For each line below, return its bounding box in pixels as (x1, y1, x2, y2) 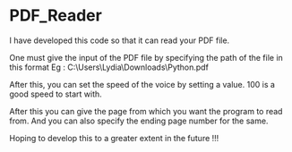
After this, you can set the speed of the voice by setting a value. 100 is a (9, 79, 276, 89)
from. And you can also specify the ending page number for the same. (9, 115, 269, 126)
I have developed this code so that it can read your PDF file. (9, 35, 230, 46)
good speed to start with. (9, 89, 103, 99)
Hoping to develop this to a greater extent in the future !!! (9, 132, 219, 143)
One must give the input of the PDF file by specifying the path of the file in (9, 52, 284, 63)
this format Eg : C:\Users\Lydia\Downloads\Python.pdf (9, 62, 209, 72)
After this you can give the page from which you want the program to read (9, 106, 283, 116)
